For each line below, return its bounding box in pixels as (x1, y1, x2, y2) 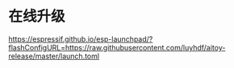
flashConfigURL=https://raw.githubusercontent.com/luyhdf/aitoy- (8, 42, 226, 52)
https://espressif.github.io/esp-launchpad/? (8, 34, 153, 44)
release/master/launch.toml (8, 51, 99, 61)
